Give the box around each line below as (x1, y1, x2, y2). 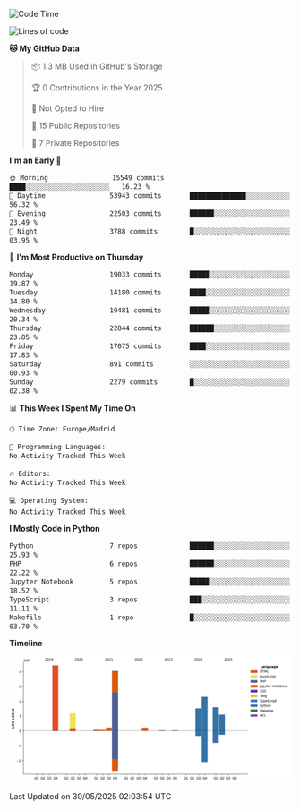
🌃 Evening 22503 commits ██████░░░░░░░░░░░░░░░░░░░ (9, 209, 291, 218)
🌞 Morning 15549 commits (9, 174, 165, 183)
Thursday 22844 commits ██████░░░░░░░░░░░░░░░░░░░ (9, 324, 291, 333)
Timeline (9, 638, 43, 648)
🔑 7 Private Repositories (30, 138, 120, 148)
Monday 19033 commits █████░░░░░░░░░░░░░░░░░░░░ (9, 270, 291, 279)
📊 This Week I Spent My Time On (9, 403, 136, 414)
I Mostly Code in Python (9, 524, 100, 533)
